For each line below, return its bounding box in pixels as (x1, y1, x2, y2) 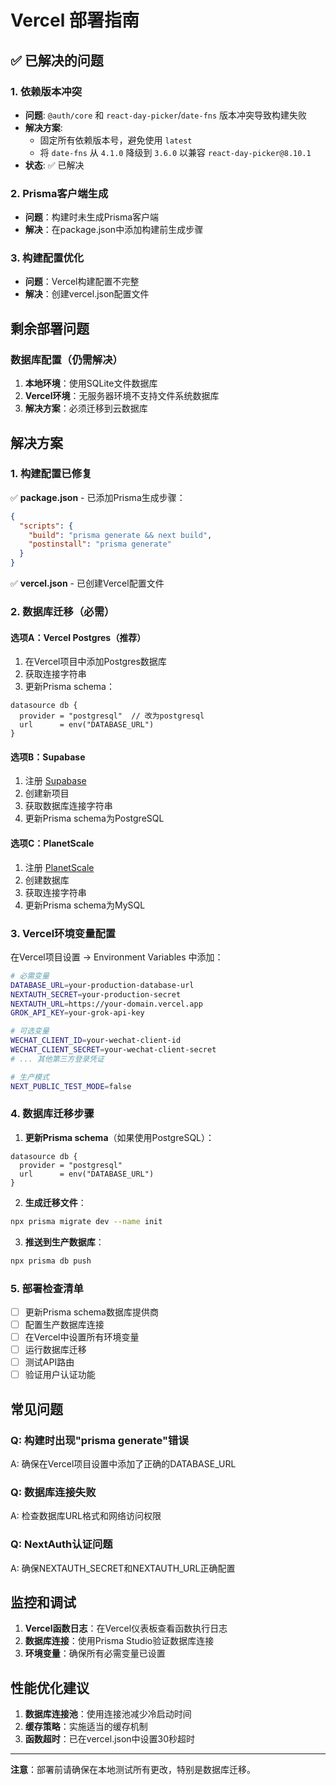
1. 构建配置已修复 (10, 467, 93, 481)
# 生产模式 (10, 1072, 50, 1082)
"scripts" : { (19, 521, 74, 531)
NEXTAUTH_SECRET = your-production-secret (10, 989, 182, 1000)
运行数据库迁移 (24, 1344, 87, 1356)
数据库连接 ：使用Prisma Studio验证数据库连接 (24, 1635, 215, 1647)
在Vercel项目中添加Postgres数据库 (24, 656, 167, 668)
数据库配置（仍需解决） (10, 352, 123, 366)
